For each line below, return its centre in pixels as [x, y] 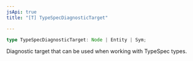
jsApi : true [21, 12]
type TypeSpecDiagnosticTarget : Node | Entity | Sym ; [77, 40]
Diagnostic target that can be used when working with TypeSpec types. [97, 51]
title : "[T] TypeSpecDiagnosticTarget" [57, 18]
